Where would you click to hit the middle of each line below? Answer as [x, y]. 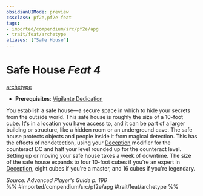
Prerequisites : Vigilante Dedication [59, 98]
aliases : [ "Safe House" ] [38, 40]
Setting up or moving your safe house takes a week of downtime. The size [99, 155]
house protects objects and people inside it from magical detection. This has [102, 136]
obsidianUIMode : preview [38, 12]
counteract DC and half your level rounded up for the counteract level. [94, 149]
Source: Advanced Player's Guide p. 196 [57, 180]
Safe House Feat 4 [54, 70]
